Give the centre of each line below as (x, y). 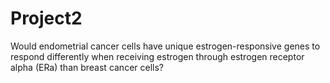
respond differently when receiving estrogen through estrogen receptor (157, 56)
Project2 (46, 18)
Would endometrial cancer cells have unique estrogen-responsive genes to (165, 46)
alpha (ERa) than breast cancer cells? (87, 67)
